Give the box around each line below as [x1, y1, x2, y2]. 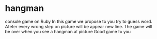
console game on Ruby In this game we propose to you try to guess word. [5, 19, 153, 24]
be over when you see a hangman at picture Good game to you [5, 29, 131, 34]
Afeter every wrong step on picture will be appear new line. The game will [5, 23, 153, 29]
